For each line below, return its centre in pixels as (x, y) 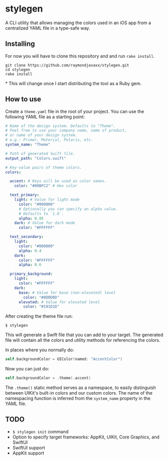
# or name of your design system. (41, 135)
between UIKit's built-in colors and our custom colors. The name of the (79, 393)
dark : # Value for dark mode (45, 223)
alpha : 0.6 (30, 265)
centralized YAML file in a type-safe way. (48, 28)
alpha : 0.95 (31, 218)
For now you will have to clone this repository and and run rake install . (80, 56)
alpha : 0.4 (30, 251)
